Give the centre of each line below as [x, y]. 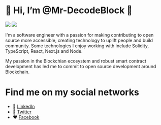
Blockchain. [18, 72]
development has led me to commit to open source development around [81, 66]
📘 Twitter [22, 112]
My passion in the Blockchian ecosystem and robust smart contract [76, 61]
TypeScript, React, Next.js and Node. [44, 51]
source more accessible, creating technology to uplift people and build [79, 40]
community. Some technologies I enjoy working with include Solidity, [77, 46]
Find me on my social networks [72, 92]
